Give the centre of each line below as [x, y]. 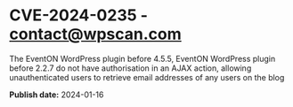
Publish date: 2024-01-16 [57, 95]
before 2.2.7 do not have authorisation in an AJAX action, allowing [130, 68]
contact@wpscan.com [96, 34]
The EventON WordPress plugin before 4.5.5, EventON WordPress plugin [142, 58]
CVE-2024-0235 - [79, 15]
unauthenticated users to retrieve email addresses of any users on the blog [147, 77]
